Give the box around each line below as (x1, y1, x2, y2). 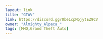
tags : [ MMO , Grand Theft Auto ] (5, 26, 69, 31)
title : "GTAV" (5, 12, 35, 17)
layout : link (5, 7, 33, 13)
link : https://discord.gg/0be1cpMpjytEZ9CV (5, 17, 98, 22)
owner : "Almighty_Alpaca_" (5, 21, 62, 27)
